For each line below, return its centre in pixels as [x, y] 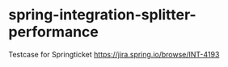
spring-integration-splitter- [102, 15]
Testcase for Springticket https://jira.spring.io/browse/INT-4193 [114, 54]
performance [53, 32]
